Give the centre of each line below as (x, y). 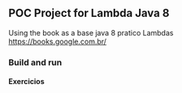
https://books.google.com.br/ (58, 41)
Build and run (35, 62)
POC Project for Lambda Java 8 (89, 13)
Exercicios (26, 82)
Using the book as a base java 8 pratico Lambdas (91, 32)
